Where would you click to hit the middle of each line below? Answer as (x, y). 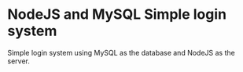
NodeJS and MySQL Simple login (117, 14)
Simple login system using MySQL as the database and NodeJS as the (121, 52)
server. (19, 61)
